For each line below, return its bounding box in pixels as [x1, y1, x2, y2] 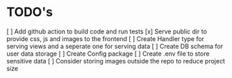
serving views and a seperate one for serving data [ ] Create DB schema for [6, 42, 224, 50]
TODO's [6, 4, 53, 20]
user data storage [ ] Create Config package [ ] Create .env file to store [6, 49, 210, 58]
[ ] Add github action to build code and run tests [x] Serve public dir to [6, 27, 208, 36]
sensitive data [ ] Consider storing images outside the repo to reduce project [6, 56, 225, 65]
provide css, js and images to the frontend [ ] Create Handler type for [6, 34, 205, 42]
